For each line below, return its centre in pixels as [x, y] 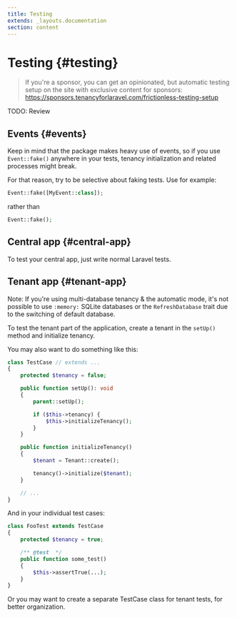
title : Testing [30, 14]
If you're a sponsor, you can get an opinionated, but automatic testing [127, 82]
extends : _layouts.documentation [57, 21]
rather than [24, 207]
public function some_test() [64, 559]
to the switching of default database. [61, 314]
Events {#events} [47, 134]
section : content [33, 27]
